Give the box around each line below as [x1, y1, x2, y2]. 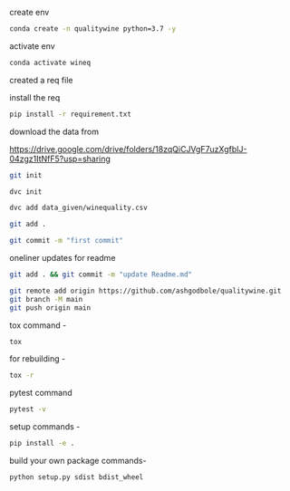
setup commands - [9, 421, 81, 432]
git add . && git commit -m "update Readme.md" [9, 270, 193, 279]
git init [9, 170, 43, 179]
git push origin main [9, 303, 92, 313]
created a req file [9, 74, 73, 85]
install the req [9, 91, 61, 102]
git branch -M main [9, 294, 83, 303]
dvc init [9, 187, 43, 197]
